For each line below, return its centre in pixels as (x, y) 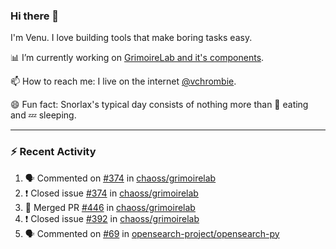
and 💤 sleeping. (43, 115)
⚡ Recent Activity (53, 152)
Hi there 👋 (35, 16)
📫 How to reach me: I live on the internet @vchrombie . (123, 81)
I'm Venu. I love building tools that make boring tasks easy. (131, 38)
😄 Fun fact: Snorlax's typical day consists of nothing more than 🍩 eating (159, 105)
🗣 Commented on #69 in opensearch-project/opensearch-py (152, 233)
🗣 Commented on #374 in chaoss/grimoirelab (120, 178)
